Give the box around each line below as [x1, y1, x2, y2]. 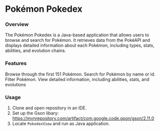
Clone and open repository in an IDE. [12, 105, 87, 111]
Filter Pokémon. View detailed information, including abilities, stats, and [5, 76, 150, 82]
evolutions [5, 81, 26, 87]
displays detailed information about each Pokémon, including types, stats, [5, 43, 155, 49]
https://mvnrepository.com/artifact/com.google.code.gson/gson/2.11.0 [12, 115, 155, 121]
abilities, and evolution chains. [5, 48, 66, 53]
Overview [5, 21, 29, 28]
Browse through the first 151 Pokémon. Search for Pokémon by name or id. [5, 71, 156, 77]
